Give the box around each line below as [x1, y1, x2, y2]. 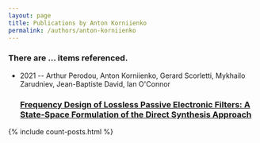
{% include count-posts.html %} [8, 126, 113, 136]
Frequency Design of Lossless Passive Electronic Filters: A [19, 99, 251, 110]
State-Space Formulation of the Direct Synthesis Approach [19, 109, 252, 120]
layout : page [8, 11, 52, 20]
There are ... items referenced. [8, 52, 128, 64]
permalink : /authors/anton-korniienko [8, 26, 136, 34]
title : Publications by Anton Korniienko [8, 19, 147, 27]
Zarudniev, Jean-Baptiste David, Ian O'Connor [19, 79, 170, 88]
